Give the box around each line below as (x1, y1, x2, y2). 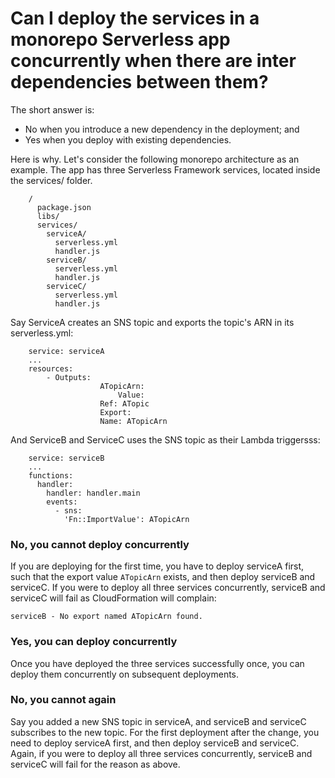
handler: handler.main (46, 488, 141, 498)
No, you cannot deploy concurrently (10, 537, 190, 551)
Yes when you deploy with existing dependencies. (24, 133, 232, 146)
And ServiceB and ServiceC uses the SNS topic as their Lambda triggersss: (10, 433, 321, 446)
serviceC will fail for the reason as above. (10, 758, 181, 770)
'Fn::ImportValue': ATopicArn (63, 514, 190, 524)
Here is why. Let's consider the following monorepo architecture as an (10, 153, 300, 165)
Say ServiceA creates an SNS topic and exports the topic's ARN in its (10, 316, 295, 328)
